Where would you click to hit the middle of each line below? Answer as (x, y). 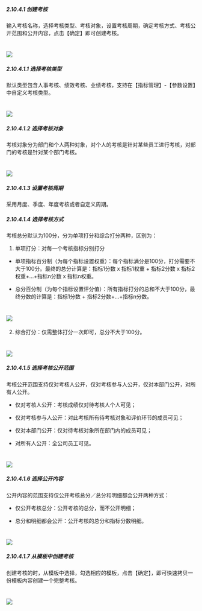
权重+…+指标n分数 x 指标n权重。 (56, 276)
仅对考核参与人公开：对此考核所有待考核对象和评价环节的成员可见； (99, 417)
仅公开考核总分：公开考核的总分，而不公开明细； (75, 508)
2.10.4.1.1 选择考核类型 (34, 69)
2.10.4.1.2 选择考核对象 (35, 128)
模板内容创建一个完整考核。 (45, 580)
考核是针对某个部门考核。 (48, 152)
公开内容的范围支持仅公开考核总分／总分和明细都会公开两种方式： (88, 495)
